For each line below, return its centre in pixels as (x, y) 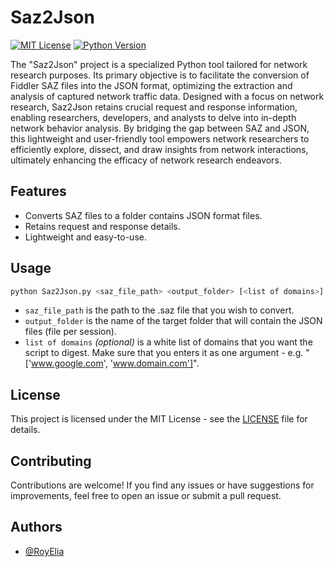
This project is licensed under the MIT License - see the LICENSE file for (159, 419)
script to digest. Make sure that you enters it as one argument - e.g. (164, 353)
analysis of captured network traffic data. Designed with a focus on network (167, 96)
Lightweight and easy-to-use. (85, 237)
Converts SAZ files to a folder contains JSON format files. (143, 215)
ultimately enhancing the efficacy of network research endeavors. (146, 160)
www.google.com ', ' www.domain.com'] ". (115, 363)
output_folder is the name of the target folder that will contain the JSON (173, 321)
